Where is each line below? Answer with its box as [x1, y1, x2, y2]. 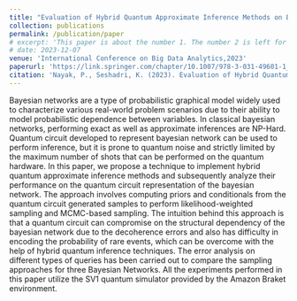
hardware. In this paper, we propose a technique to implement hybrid [9, 160, 261, 171]
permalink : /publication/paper [9, 29, 125, 38]
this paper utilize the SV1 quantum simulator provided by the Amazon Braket [9, 274, 286, 284]
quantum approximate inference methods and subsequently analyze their [9, 170, 276, 181]
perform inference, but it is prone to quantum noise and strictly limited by [9, 142, 276, 152]
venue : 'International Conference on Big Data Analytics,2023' [9, 54, 247, 63]
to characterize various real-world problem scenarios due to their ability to [9, 104, 280, 115]
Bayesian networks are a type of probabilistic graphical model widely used [9, 95, 281, 105]
